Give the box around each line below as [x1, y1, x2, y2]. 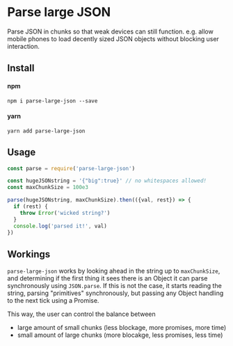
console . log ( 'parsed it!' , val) [13, 223, 108, 230]
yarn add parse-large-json [7, 127, 86, 135]
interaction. [7, 42, 40, 50]
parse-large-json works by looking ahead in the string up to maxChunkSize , [7, 266, 220, 276]
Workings [7, 248, 51, 260]
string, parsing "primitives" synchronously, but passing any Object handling [7, 289, 224, 297]
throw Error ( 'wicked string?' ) [19, 209, 111, 216]
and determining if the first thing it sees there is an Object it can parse [7, 274, 208, 283]
